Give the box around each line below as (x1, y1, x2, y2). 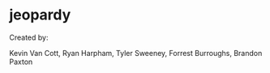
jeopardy (9, 6, 71, 24)
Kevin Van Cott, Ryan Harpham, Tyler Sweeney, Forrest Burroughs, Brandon (9, 48, 263, 58)
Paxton (9, 57, 33, 67)
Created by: (9, 32, 49, 42)
